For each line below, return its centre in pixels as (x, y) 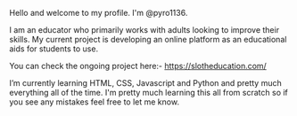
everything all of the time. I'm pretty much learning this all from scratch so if (148, 93)
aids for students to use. (54, 49)
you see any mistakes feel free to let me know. (95, 102)
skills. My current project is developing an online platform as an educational (148, 39)
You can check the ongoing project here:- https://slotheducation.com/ (138, 66)
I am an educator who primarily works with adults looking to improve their (144, 30)
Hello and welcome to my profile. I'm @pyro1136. (99, 13)
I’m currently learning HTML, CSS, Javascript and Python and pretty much (146, 83)
